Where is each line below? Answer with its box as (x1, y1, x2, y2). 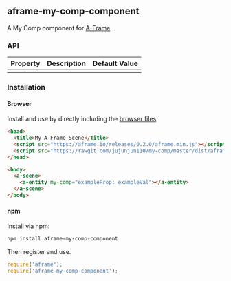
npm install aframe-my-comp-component (7, 236, 118, 242)
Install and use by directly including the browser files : (7, 115, 158, 123)
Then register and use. (7, 248, 71, 256)
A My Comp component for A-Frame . (7, 23, 112, 32)
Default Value (92, 59, 139, 68)
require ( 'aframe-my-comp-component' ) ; (7, 267, 118, 274)
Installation (7, 83, 46, 92)
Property (10, 59, 41, 68)
